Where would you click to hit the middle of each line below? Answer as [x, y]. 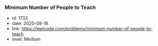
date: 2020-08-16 [30, 23]
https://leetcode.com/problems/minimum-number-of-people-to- [87, 29]
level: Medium [26, 39]
